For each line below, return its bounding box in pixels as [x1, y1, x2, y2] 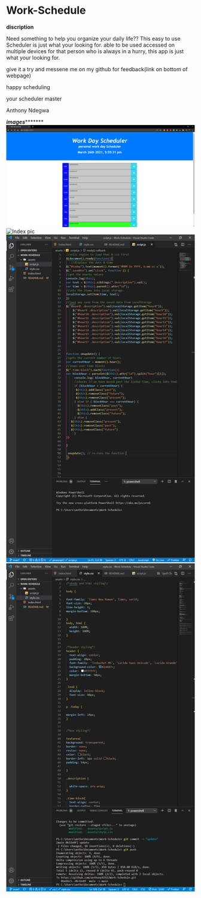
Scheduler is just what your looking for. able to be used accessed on [6, 41, 175, 48]
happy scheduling [6, 83, 51, 90]
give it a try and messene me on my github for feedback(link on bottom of [6, 65, 188, 72]
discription [6, 23, 34, 30]
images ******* [6, 118, 44, 126]
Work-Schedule [6, 4, 86, 17]
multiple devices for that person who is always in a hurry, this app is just [6, 47, 184, 54]
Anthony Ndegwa [6, 106, 50, 114]
